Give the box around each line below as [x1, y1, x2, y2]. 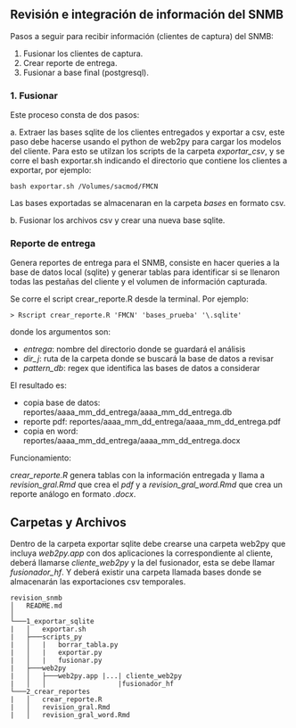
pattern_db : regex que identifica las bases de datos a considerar [22, 363, 261, 374]
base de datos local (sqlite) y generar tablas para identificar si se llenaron [10, 267, 280, 277]
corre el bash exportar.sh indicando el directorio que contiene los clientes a [10, 155, 288, 166]
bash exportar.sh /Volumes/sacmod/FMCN [10, 182, 159, 191]
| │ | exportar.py [10, 649, 103, 658]
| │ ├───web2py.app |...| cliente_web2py [10, 672, 182, 681]
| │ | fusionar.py [10, 656, 103, 666]
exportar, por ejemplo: [10, 165, 92, 176]
